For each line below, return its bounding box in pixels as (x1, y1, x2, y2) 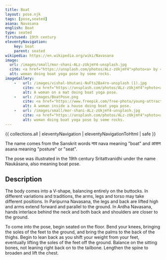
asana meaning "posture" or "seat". (5, 146, 78, 152)
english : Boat (5, 26, 35, 31)
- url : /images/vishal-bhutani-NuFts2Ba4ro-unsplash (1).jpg (14, 80, 147, 85)
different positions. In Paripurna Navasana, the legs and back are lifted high (5, 198, 159, 205)
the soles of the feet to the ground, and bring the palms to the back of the (5, 229, 155, 235)
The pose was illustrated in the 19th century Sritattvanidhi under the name (5, 155, 156, 161)
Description (5, 175, 42, 184)
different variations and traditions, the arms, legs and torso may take (5, 193, 144, 199)
